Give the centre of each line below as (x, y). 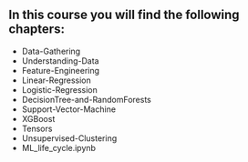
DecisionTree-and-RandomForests (86, 99)
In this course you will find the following (124, 15)
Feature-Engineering (61, 70)
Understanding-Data (60, 61)
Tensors (37, 128)
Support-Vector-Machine (68, 109)
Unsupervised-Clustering (69, 138)
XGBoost (38, 118)
